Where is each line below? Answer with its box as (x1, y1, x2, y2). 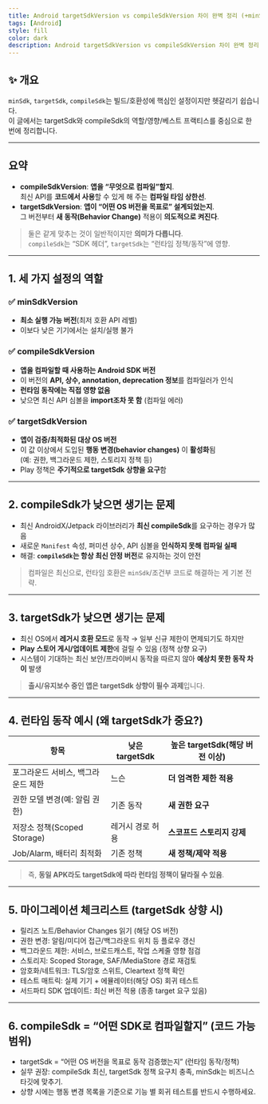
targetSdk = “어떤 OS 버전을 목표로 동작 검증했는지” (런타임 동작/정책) (19, 1057, 240, 1066)
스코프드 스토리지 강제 (167, 827, 246, 838)
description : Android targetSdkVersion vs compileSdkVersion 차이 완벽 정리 (8, 42, 259, 50)
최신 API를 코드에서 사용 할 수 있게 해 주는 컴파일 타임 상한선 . (19, 191, 207, 201)
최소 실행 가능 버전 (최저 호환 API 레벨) (19, 315, 138, 325)
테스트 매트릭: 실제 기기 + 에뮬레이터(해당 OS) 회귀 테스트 (19, 976, 199, 986)
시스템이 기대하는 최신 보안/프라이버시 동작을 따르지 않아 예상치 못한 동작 (19, 654, 246, 663)
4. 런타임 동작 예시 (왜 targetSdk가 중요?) (8, 714, 203, 728)
